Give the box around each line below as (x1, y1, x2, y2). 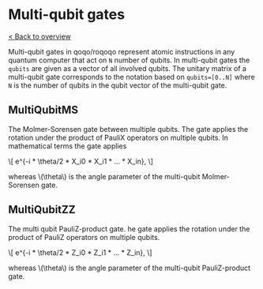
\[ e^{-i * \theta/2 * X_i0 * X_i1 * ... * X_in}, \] (8, 156, 154, 166)
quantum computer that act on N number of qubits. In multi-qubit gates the (8, 55, 250, 65)
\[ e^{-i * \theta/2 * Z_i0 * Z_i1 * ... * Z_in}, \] (8, 247, 152, 257)
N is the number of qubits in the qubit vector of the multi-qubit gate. (8, 81, 227, 90)
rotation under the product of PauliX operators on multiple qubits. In (8, 133, 229, 142)
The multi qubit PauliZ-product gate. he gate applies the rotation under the (8, 223, 250, 234)
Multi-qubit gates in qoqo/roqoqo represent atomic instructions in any (8, 47, 235, 56)
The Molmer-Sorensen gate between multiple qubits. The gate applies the (8, 124, 249, 133)
